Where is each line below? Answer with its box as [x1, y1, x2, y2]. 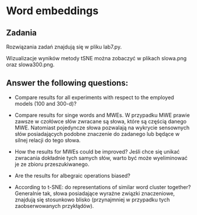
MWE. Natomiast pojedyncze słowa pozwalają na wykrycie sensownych [14, 124, 190, 131]
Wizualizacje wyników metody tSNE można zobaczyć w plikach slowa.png [6, 55, 187, 61]
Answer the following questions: [6, 78, 129, 88]
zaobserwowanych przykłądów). [14, 202, 94, 209]
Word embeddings [6, 4, 99, 18]
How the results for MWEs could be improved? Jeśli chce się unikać [14, 148, 180, 155]
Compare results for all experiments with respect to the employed [14, 93, 175, 101]
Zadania [6, 28, 37, 38]
